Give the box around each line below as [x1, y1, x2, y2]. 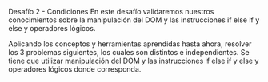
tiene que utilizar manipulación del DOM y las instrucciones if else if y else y [8, 56, 259, 65]
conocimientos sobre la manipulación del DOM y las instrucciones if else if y [8, 15, 260, 25]
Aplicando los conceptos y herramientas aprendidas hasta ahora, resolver [8, 39, 252, 49]
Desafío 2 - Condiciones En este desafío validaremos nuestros [8, 7, 214, 16]
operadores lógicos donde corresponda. [8, 64, 142, 74]
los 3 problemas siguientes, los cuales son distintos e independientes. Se [8, 48, 250, 57]
